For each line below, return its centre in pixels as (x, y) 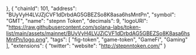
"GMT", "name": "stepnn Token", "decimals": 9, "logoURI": (77, 21)
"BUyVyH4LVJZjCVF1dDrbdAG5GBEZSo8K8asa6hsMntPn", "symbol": (91, 15)
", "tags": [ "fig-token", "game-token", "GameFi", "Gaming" (116, 39)
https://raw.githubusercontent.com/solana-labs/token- (75, 27)
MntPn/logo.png (26, 39)
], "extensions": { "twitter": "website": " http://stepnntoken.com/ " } (86, 46)
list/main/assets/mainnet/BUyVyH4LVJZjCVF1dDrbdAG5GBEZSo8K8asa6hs (98, 33)
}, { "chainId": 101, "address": (42, 8)
